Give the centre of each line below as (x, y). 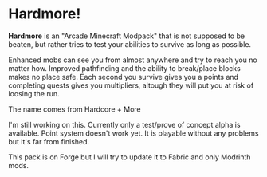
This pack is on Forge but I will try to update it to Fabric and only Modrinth (130, 157)
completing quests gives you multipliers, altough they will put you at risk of (131, 85)
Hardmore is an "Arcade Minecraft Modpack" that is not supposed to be (127, 36)
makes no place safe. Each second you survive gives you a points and (124, 77)
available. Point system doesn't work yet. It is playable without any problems (133, 133)
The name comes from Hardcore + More (75, 109)
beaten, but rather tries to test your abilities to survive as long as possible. (130, 44)
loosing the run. (34, 93)
